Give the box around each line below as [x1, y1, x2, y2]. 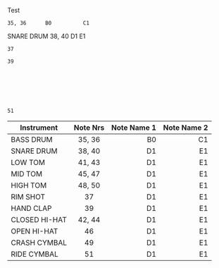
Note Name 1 [111, 123, 157, 133]
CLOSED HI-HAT [11, 215, 67, 224]
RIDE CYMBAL [11, 250, 58, 259]
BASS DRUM [11, 135, 53, 144]
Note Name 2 [163, 123, 208, 133]
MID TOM [11, 169, 43, 178]
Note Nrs [73, 123, 105, 133]
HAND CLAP [11, 204, 52, 213]
